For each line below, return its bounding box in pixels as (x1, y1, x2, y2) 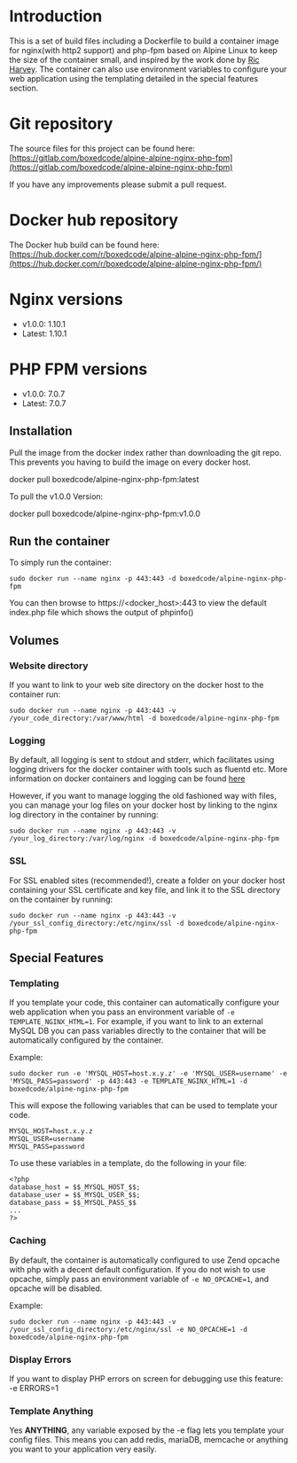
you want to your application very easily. (9, 1443, 157, 1455)
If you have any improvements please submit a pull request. (9, 179, 227, 190)
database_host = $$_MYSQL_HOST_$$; (9, 1183, 141, 1192)
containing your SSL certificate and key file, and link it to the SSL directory (9, 884, 281, 895)
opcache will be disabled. (9, 1283, 103, 1294)
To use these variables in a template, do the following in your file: (9, 1158, 246, 1169)
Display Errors (9, 1353, 72, 1365)
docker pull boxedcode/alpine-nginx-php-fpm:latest (9, 473, 199, 484)
